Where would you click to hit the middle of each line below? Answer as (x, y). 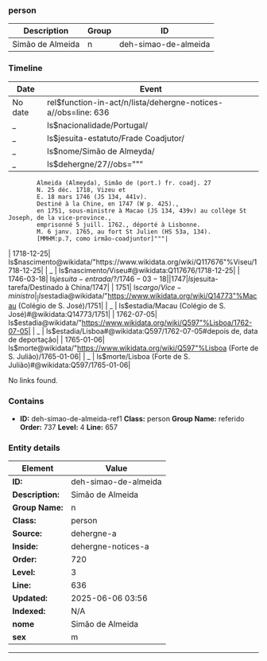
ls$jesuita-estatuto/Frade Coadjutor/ (116, 138)
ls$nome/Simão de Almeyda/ (101, 151)
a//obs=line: (70, 112)
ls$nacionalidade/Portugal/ (98, 125)
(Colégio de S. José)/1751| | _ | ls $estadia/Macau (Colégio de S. (122, 306)
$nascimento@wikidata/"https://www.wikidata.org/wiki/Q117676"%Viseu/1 (135, 262)
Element (38, 468)
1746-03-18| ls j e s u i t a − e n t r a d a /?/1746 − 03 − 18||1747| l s (101, 279)
